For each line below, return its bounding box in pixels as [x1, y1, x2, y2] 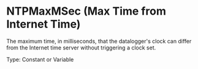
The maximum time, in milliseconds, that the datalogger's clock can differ [6, 37, 192, 45]
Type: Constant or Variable [6, 56, 74, 63]
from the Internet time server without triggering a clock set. [6, 44, 156, 51]
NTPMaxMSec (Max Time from [6, 4, 167, 18]
